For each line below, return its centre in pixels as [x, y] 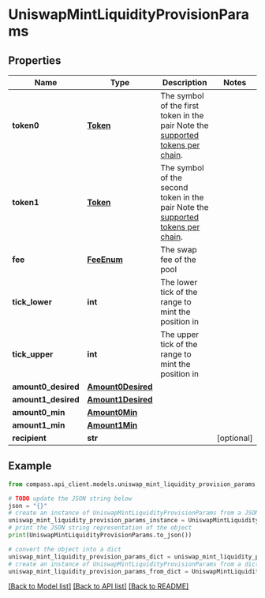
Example [30, 466]
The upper [180, 335]
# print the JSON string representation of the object [100, 528]
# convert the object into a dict [65, 549]
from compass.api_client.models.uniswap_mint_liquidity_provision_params [132, 484]
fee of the [178, 260]
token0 [26, 125]
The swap [179, 250]
